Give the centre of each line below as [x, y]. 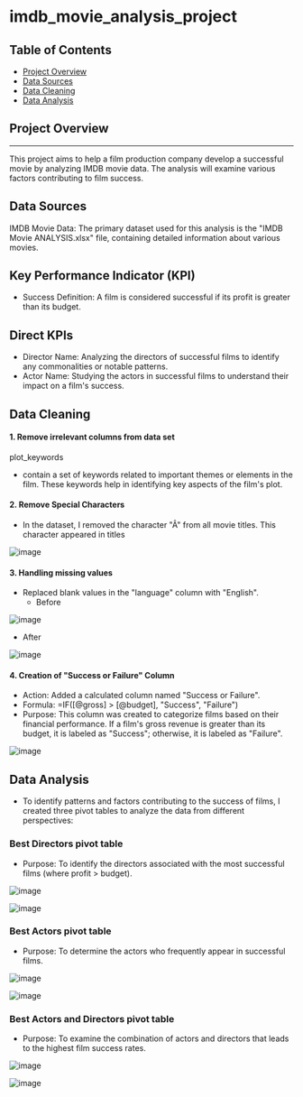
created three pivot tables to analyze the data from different [133, 811]
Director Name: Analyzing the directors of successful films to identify [151, 357]
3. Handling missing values [61, 572]
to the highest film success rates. [84, 1048]
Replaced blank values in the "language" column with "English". [140, 593]
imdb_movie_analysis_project [123, 17]
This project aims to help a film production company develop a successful [147, 159]
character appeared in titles [73, 535]
